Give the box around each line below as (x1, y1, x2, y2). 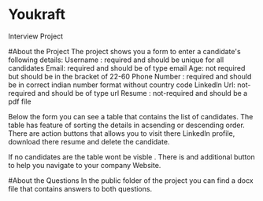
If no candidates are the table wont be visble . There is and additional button (8, 152, 256, 162)
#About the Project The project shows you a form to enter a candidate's (8, 46, 242, 56)
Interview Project (8, 31, 64, 41)
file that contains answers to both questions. (8, 184, 152, 193)
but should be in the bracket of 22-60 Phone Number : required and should (8, 71, 252, 81)
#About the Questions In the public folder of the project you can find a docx (8, 175, 254, 185)
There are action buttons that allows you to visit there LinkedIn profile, (8, 128, 235, 138)
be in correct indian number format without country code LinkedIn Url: (8, 80, 236, 90)
